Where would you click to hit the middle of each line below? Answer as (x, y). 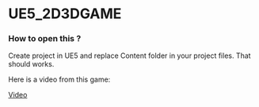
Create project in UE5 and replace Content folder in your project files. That (129, 55)
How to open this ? (45, 39)
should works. (31, 64)
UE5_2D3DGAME (65, 14)
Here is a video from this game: (59, 79)
